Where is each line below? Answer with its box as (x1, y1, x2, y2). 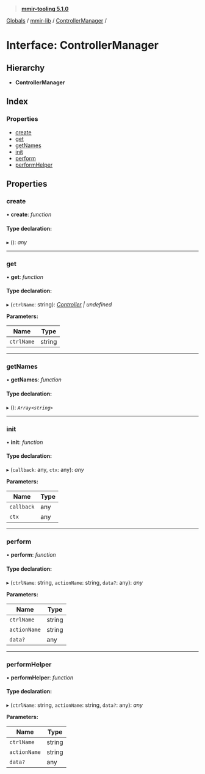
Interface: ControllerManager (6, 38, 159, 52)
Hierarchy (6, 62, 45, 73)
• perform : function (6, 551, 56, 559)
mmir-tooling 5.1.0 (21, 5, 69, 12)
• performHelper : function (6, 674, 74, 681)
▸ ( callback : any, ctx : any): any (6, 466, 84, 474)
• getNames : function (6, 376, 62, 383)
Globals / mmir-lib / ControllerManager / (6, 17, 107, 24)
